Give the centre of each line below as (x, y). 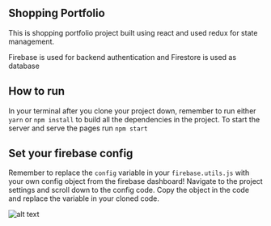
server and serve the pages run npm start (78, 128)
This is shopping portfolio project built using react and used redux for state (133, 32)
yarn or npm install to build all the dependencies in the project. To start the (134, 119)
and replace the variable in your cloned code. (84, 198)
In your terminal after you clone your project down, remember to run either (132, 111)
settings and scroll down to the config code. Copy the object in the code (129, 190)
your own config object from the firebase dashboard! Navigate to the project (135, 181)
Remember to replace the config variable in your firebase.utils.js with (129, 173)
